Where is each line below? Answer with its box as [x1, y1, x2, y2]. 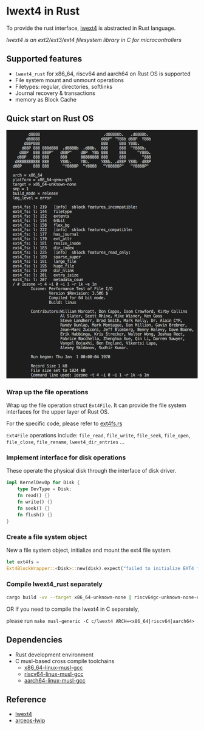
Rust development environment [15, 651, 94, 658]
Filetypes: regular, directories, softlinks [15, 83, 113, 90]
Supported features [6, 54, 83, 64]
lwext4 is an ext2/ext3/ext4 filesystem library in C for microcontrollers [6, 36, 182, 43]
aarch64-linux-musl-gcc [24, 676, 86, 684]
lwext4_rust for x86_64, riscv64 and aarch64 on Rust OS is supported [15, 70, 191, 77]
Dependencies [6, 634, 63, 645]
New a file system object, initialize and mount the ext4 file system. [6, 546, 172, 554]
